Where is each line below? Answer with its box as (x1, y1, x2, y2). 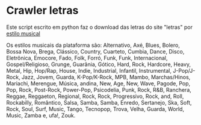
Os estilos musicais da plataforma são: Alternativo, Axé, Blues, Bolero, (6, 41, 181, 49)
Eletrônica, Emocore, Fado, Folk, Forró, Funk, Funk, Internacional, (6, 54, 168, 61)
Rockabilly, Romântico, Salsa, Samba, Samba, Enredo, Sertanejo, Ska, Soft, (6, 99, 192, 106)
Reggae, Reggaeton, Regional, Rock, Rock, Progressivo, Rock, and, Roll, (6, 93, 184, 100)
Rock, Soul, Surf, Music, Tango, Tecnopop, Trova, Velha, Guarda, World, (6, 105, 185, 112)
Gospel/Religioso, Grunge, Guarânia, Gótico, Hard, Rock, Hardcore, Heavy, (6, 61, 191, 68)
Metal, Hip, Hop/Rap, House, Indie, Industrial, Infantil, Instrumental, (6, 67, 172, 74)
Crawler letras (6, 4, 79, 17)
